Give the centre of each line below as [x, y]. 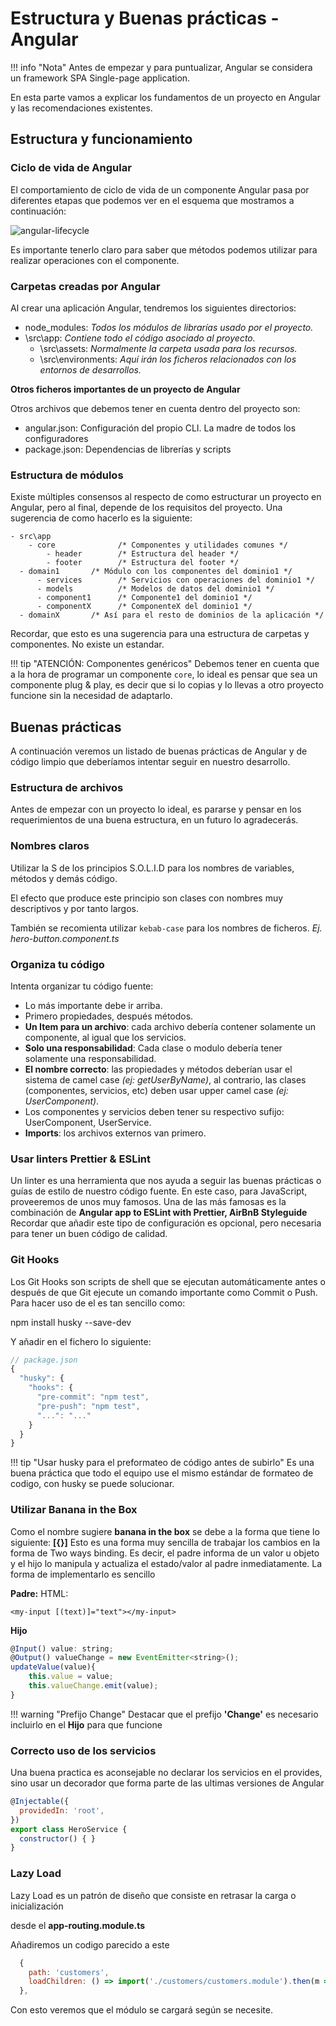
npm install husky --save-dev [71, 1322]
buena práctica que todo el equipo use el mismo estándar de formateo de [162, 1473]
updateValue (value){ [53, 1667]
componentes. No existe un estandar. [87, 644]
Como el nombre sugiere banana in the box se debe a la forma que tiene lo [165, 1531]
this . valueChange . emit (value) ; [93, 1686]
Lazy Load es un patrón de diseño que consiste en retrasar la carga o [153, 1895]
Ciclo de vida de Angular [71, 168]
